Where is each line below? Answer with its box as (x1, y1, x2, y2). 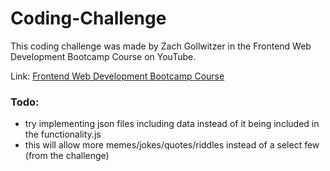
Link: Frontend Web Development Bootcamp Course (10, 70, 225, 82)
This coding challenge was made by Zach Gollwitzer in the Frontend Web (10, 40, 312, 52)
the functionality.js (24, 128, 102, 141)
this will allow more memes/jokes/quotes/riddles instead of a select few (24, 139, 320, 151)
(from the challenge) (24, 150, 110, 162)
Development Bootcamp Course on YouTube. (10, 50, 197, 62)
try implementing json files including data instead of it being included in (24, 118, 320, 130)
